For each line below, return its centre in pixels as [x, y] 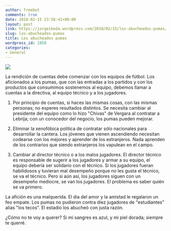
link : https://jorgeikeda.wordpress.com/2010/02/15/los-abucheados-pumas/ [86, 29]
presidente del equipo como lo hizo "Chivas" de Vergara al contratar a [86, 113]
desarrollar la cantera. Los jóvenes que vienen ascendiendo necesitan [86, 134]
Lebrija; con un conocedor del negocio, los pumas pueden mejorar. [83, 119]
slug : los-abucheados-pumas [35, 34]
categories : [18, 48]
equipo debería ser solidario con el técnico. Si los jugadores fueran [83, 165]
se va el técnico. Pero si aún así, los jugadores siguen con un [77, 176]
